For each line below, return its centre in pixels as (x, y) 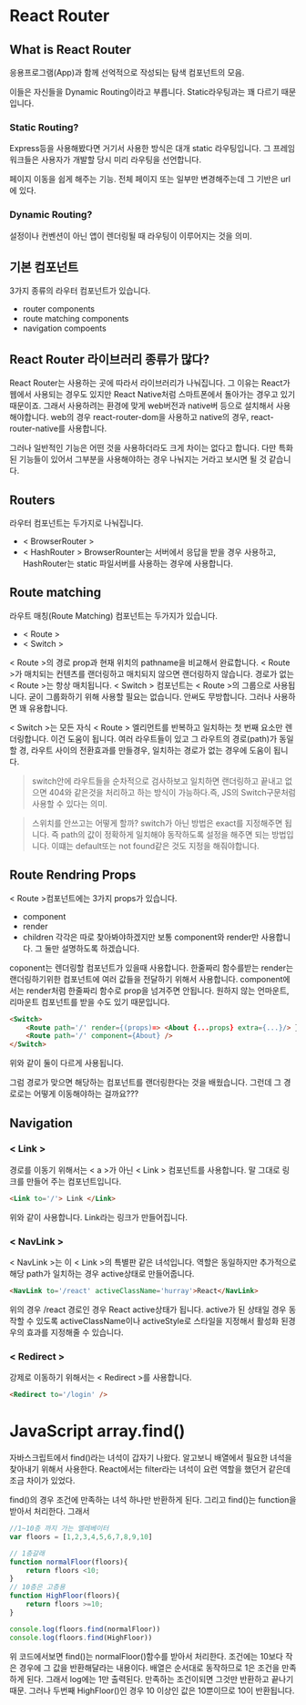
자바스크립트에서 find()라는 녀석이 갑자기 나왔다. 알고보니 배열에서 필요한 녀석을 (151, 1458)
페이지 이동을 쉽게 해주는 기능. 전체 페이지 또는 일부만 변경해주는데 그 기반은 (144, 180)
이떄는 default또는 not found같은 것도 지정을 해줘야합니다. (155, 846)
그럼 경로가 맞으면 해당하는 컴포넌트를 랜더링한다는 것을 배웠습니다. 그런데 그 (146, 1083)
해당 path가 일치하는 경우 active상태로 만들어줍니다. (102, 1274)
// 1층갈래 (27, 1553)
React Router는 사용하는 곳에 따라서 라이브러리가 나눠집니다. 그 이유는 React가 (150, 383)
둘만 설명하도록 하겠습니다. (92, 948)
